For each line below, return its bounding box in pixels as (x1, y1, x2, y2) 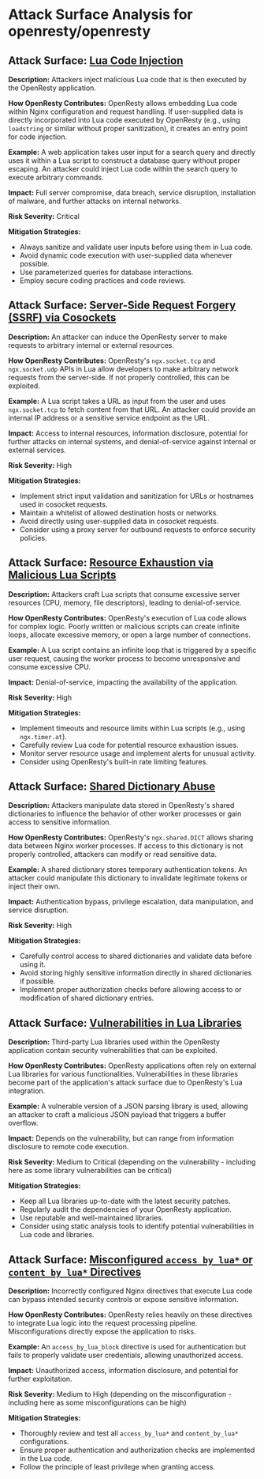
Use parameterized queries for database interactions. (19, 267, 194, 277)
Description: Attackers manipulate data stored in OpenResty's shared (8, 801, 235, 810)
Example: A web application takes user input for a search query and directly (8, 148, 256, 157)
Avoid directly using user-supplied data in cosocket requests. (19, 516, 219, 526)
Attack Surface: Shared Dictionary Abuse (8, 780, 216, 794)
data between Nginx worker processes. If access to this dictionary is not (8, 841, 244, 851)
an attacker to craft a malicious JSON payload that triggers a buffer (8, 1110, 226, 1119)
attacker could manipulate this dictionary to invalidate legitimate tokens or (8, 873, 248, 883)
